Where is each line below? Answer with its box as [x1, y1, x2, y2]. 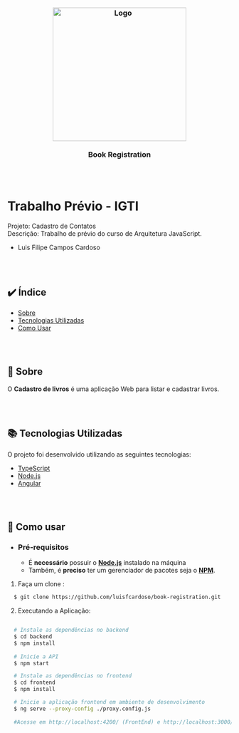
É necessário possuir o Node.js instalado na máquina [28, 558, 186, 567]
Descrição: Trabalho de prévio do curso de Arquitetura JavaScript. [7, 229, 203, 238]
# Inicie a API [14, 653, 59, 660]
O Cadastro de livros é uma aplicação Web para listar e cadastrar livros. [7, 385, 220, 393]
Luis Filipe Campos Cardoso [17, 243, 101, 252]
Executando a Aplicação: [17, 606, 91, 615]
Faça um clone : [17, 580, 65, 588]
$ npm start [14, 660, 50, 667]
